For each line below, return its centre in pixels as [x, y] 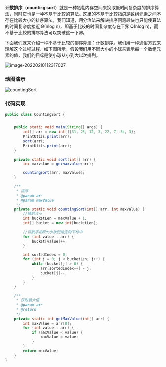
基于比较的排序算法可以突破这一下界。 [48, 32]
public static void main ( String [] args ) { [58, 127]
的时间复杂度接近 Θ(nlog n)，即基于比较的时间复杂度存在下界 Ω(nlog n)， [80, 26]
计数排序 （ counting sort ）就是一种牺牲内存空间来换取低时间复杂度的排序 [80, 8]
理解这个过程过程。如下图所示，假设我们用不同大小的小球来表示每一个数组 [81, 49]
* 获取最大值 [28, 300]
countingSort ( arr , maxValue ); [54, 173]
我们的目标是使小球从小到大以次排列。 [61, 55]
